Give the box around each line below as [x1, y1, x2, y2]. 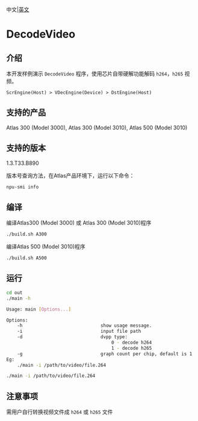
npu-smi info [6, 184, 39, 190]
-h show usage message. [17, 323, 152, 329]
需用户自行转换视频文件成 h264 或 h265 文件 [6, 408, 113, 416]
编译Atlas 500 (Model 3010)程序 [6, 243, 85, 250]
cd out [6, 289, 23, 295]
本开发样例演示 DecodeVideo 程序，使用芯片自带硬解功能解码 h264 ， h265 [6, 70, 184, 77]
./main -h [6, 295, 31, 301]
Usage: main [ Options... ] [6, 306, 71, 312]
